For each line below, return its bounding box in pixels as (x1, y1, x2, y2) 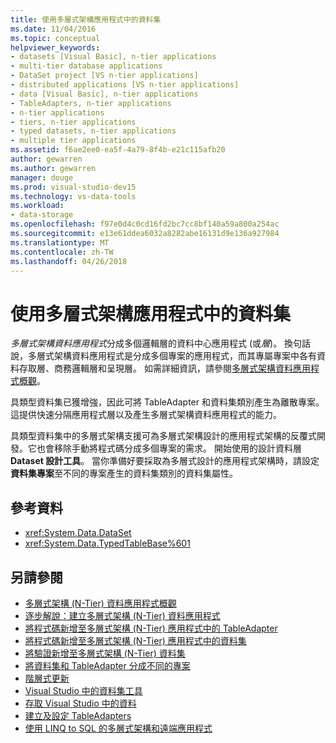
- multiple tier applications (10, 136, 137, 146)
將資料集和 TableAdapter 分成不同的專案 (24, 659, 191, 671)
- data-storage (10, 210, 74, 220)
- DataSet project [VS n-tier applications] (10, 71, 199, 81)
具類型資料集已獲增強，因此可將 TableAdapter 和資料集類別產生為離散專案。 (10, 396, 325, 408)
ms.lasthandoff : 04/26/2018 (10, 256, 128, 266)
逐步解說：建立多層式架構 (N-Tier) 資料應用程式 (24, 609, 221, 621)
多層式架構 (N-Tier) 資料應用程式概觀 (24, 597, 177, 609)
